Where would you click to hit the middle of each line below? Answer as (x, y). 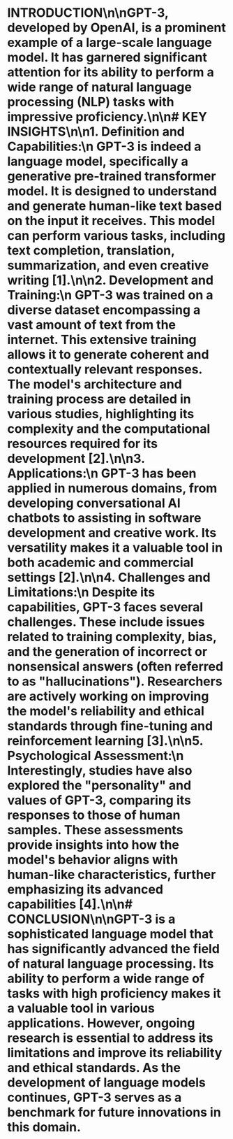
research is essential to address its (110, 1038)
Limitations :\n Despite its (81, 593)
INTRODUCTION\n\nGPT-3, (88, 13)
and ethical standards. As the (94, 1068)
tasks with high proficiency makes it (114, 994)
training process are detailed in (99, 399)
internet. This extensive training (102, 340)
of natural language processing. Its (111, 964)
